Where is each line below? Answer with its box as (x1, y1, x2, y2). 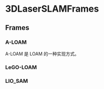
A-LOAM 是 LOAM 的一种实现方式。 (5, 50, 79, 56)
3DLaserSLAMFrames (5, 3, 99, 15)
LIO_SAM (5, 77, 28, 84)
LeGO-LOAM (5, 64, 37, 71)
